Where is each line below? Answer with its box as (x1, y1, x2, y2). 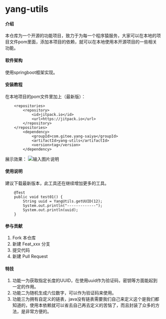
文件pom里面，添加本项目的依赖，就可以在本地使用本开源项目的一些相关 (9, 39, 157, 45)
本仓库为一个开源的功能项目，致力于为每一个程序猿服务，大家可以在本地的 (5, 33, 157, 39)
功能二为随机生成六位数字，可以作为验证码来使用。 (12, 290, 117, 296)
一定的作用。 (12, 284, 39, 290)
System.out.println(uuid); (23, 208, 79, 213)
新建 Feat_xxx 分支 (12, 241, 50, 247)
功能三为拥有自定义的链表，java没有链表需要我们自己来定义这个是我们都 (12, 296, 160, 302)
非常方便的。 (25, 309, 52, 315)
